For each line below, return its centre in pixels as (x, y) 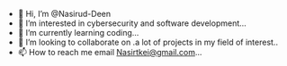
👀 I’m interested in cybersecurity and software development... (132, 23)
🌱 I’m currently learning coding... (78, 33)
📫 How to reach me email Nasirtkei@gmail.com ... (110, 52)
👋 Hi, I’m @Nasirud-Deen (64, 14)
